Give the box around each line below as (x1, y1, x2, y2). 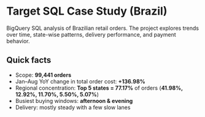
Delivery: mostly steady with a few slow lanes (15, 104, 131, 111)
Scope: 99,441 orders (15, 71, 72, 79)
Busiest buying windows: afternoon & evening (15, 97, 133, 104)
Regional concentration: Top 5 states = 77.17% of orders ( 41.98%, (15, 84, 183, 91)
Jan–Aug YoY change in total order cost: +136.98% (15, 77, 145, 85)
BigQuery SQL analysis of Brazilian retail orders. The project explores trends (6, 24, 199, 32)
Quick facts (6, 55, 52, 65)
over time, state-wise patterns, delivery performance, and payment (6, 30, 176, 38)
